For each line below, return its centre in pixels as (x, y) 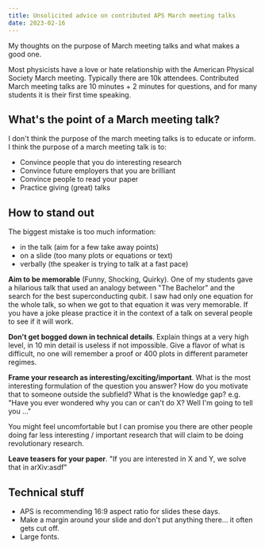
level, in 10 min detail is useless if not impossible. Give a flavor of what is (127, 345)
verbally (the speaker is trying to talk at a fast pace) (104, 264)
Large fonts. (39, 536)
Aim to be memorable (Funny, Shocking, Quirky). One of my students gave (131, 279)
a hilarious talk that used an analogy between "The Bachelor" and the (122, 288)
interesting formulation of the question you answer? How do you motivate (128, 386)
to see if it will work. (41, 321)
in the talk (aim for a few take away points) (89, 248)
